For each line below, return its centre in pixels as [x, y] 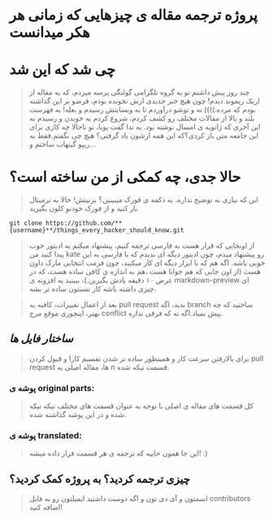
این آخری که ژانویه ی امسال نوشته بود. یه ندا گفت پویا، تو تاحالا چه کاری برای [145, 127]
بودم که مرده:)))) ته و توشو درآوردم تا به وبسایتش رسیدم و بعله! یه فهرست [142, 110]
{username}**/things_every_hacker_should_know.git [97, 231]
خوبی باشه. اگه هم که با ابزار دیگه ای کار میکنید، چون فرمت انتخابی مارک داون [147, 263]
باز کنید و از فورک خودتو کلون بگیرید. [84, 209]
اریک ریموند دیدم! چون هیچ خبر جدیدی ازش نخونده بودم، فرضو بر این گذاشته [145, 101]
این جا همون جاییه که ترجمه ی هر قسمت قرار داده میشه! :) [118, 453]
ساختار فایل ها [41, 339]
